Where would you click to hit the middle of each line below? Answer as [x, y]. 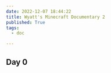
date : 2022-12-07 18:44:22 [39, 11]
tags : [12, 28]
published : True [26, 22]
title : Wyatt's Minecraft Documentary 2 [56, 17]
